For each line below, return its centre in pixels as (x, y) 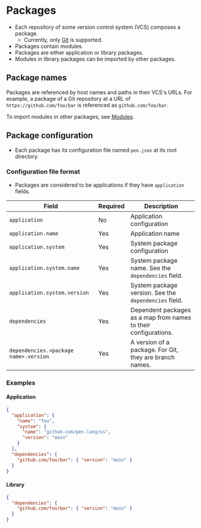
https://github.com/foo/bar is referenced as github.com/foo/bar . (87, 105)
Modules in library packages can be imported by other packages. (95, 59)
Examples (21, 383)
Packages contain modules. (49, 46)
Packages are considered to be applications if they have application (99, 185)
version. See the (153, 293)
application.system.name (45, 268)
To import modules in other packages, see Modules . (70, 116)
